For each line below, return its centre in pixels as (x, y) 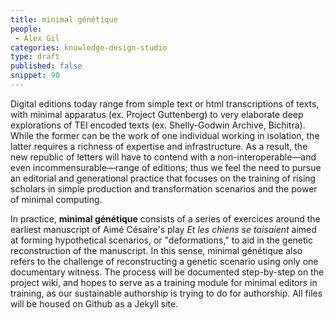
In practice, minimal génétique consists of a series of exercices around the (165, 218)
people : (26, 29)
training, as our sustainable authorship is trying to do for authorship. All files (166, 293)
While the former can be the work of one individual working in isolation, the (165, 135)
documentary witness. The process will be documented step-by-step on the (167, 272)
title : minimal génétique (64, 19)
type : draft (35, 57)
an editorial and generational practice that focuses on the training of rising (163, 178)
